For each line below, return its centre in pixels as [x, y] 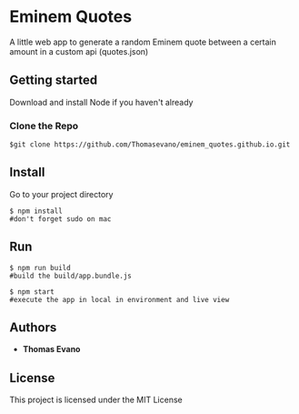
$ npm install [36, 211]
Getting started [54, 81]
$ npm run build [40, 268]
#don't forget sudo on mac [60, 219]
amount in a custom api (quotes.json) [79, 51]
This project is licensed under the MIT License [96, 400]
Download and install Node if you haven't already [101, 102]
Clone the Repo [44, 126]
